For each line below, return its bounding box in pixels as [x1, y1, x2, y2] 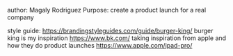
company [7, 13, 35, 21]
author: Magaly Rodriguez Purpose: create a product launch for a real [7, 6, 207, 14]
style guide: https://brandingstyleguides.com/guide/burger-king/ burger [7, 27, 214, 35]
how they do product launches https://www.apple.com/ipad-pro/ [7, 41, 193, 49]
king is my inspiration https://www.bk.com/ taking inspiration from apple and [7, 34, 227, 42]
